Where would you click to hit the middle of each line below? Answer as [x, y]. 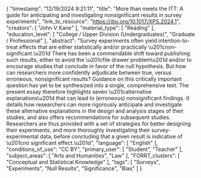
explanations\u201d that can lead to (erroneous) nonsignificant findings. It [98, 98]
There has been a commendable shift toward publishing [121, 53]
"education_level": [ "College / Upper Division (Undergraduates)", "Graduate [101, 34]
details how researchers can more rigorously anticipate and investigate [94, 104]
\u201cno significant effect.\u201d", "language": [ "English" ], [82, 143]
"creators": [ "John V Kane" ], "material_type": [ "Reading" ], [81, 28]
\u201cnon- [163, 47]
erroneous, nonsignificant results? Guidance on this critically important [94, 79]
